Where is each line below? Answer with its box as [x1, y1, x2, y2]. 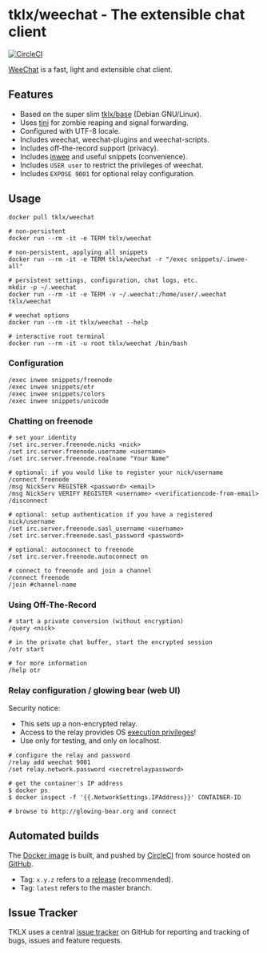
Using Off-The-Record [8, 599, 97, 610]
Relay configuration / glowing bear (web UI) [8, 685, 181, 696]
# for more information [8, 659, 88, 668]
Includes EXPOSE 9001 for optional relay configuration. [19, 168, 196, 178]
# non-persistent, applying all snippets [8, 248, 149, 256]
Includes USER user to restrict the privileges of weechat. [19, 160, 204, 170]
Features [8, 88, 54, 102]
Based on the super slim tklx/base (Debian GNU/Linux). [19, 109, 202, 119]
